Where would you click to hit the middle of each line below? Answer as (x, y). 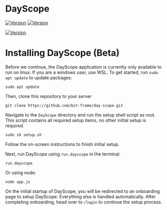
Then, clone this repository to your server (49, 96)
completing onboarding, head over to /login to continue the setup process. (84, 202)
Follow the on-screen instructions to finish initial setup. (62, 144)
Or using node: (21, 173)
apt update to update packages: (39, 77)
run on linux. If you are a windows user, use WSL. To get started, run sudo (82, 72)
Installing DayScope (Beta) (62, 53)
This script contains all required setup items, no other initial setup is (76, 120)
